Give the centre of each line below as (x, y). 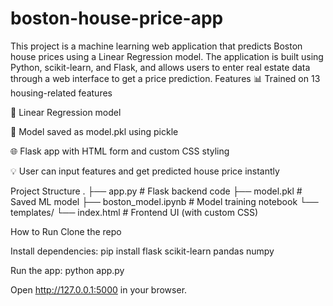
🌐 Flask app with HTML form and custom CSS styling (120, 151)
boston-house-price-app (117, 18)
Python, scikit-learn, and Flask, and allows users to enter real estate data (160, 67)
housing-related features (61, 93)
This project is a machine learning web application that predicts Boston (156, 46)
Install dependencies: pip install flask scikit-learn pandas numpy (142, 251)
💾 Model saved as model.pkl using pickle (94, 131)
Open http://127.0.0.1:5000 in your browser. (99, 289)
